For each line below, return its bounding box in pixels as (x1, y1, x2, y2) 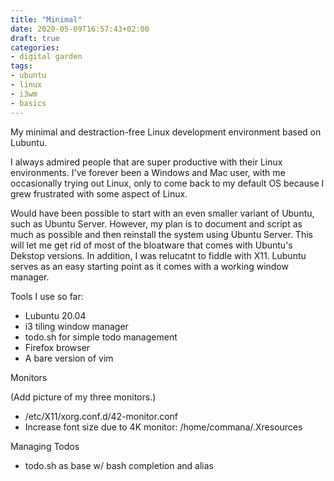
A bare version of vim (24, 352, 114, 364)
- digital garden (10, 52, 83, 62)
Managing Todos (10, 440, 80, 452)
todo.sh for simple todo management (24, 331, 178, 343)
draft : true (10, 33, 60, 43)
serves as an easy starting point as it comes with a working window (10, 260, 289, 272)
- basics (10, 98, 47, 108)
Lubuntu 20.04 (24, 309, 87, 321)
